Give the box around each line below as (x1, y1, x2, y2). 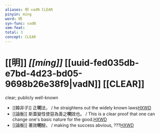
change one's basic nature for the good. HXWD (12, 116, 107, 122)
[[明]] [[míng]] (5, 57, 63, 69)
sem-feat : (5, 26, 26, 30)
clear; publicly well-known (5, 94, 58, 101)
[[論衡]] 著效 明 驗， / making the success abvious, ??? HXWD (12, 122, 134, 128)
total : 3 (5, 30, 23, 35)
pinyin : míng (5, 12, 32, 17)
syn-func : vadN (5, 21, 36, 26)
